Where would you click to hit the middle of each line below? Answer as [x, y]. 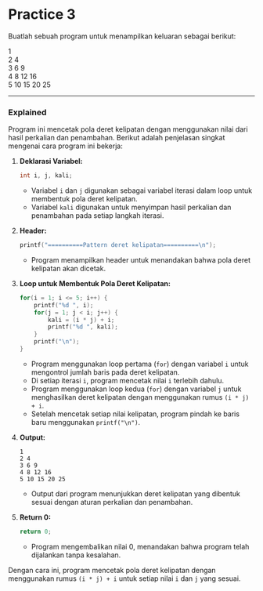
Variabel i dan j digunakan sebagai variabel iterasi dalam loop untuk [142, 190]
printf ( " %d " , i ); [64, 305]
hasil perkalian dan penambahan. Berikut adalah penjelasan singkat [117, 138]
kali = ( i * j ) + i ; [81, 320]
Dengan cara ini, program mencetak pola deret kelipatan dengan [112, 570]
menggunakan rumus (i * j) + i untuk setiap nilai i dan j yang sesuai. [124, 578]
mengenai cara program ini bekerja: [65, 146]
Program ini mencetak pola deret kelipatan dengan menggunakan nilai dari [128, 129]
